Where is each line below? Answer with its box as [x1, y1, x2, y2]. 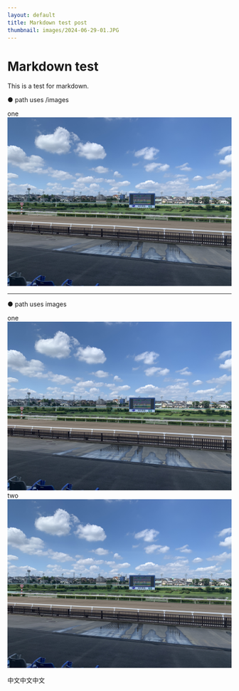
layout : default [7, 11, 55, 19]
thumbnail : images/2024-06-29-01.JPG [7, 26, 119, 34]
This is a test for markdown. [7, 82, 89, 91]
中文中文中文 [7, 676, 45, 685]
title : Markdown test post [7, 19, 87, 26]
